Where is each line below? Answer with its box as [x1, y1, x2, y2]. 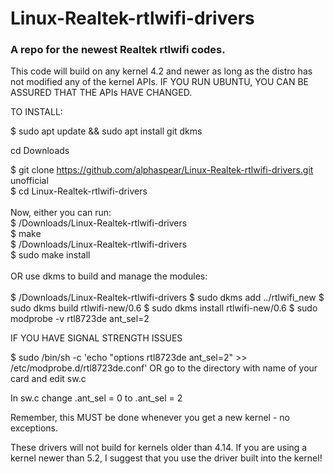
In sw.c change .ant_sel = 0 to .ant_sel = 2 [10, 392, 183, 404]
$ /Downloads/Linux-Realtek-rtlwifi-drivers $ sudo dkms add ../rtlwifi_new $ [10, 292, 325, 304]
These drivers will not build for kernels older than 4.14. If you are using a [10, 442, 308, 454]
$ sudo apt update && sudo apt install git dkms [10, 125, 203, 137]
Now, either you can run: [10, 207, 112, 219]
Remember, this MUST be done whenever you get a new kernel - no [10, 412, 290, 424]
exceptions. [10, 422, 58, 434]
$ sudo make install [10, 249, 91, 261]
